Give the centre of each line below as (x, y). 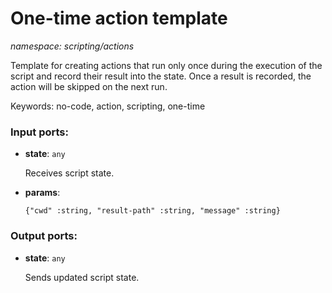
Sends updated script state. (82, 277)
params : (42, 193)
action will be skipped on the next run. (89, 86)
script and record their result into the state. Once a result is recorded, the (161, 76)
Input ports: (39, 132)
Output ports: (44, 236)
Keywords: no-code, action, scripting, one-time (108, 106)
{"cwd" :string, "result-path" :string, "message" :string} (152, 211)
